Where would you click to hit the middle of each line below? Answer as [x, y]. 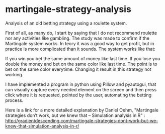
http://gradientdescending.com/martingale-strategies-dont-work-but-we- [82, 120]
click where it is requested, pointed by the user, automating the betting [78, 95]
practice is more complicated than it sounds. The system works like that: [80, 49]
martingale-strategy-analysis [68, 9]
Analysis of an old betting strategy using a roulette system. [66, 23]
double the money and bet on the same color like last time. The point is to [81, 64]
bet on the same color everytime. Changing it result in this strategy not [78, 69]
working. [14, 74]
